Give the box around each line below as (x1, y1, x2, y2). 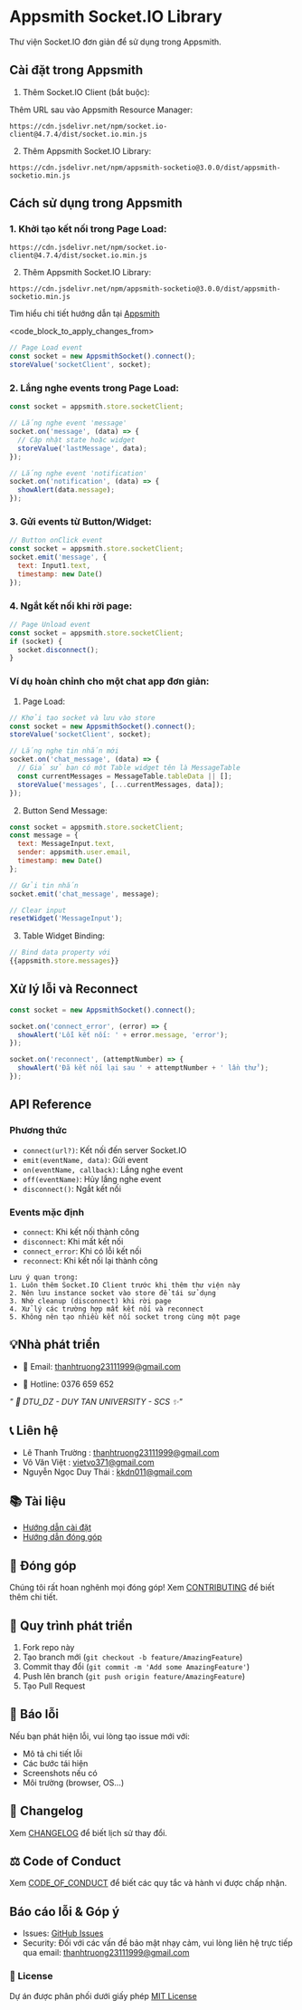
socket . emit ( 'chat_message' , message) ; (9, 890, 160, 899)
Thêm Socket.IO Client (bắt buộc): (22, 86, 150, 97)
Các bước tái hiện (22, 1757, 89, 1768)
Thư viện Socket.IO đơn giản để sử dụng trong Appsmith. (9, 36, 222, 47)
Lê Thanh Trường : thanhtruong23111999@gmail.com (22, 1447, 220, 1457)
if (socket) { (9, 637, 63, 646)
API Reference (9, 1097, 92, 1112)
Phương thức (9, 1124, 68, 1137)
